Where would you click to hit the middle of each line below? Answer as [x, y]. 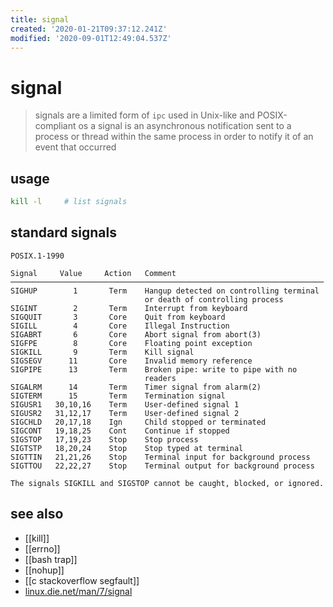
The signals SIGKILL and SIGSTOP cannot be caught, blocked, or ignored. [167, 483]
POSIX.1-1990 [37, 256]
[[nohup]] [44, 570]
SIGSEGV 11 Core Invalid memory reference [131, 361]
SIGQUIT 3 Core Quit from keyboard [118, 317]
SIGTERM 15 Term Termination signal [118, 396]
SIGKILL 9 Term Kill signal [102, 352]
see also [37, 514]
